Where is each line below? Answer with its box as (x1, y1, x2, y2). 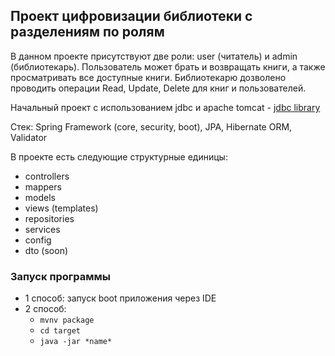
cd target (39, 326, 82, 336)
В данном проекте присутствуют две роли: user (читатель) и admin (10, 50, 298, 62)
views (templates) (24, 202, 99, 214)
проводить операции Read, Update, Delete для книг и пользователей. (10, 82, 307, 94)
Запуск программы (10, 269, 112, 283)
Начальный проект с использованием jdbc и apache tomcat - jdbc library (10, 101, 321, 113)
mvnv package (39, 315, 95, 326)
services (24, 223, 61, 235)
